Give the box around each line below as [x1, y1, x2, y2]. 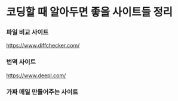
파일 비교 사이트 [6, 28, 49, 36]
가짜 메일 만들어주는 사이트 [6, 87, 79, 96]
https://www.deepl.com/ [6, 72, 66, 79]
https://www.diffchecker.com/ [6, 42, 80, 49]
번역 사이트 [6, 58, 36, 66]
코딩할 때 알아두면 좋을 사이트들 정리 [6, 5, 173, 19]
